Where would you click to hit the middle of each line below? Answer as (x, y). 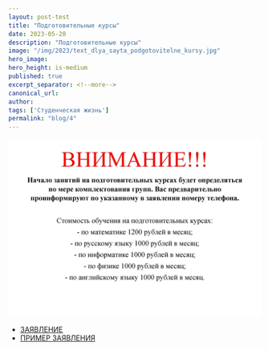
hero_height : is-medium (48, 68)
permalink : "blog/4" (43, 119)
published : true (35, 76)
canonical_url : (34, 93)
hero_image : (28, 59)
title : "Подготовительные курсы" (64, 25)
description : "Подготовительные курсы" (75, 43)
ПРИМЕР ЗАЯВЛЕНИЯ (57, 338)
